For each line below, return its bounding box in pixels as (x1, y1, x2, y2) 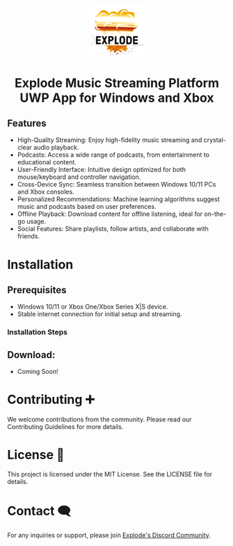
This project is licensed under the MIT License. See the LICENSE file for (7, 469, 213, 478)
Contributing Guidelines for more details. (7, 423, 124, 431)
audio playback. (33, 143, 79, 152)
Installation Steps (7, 327, 68, 337)
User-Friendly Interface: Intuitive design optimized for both (17, 166, 186, 174)
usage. (26, 217, 47, 226)
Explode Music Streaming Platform (14, 75, 220, 91)
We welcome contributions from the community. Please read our (7, 415, 192, 423)
